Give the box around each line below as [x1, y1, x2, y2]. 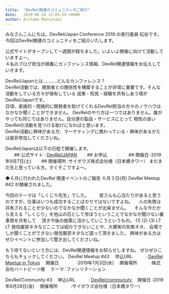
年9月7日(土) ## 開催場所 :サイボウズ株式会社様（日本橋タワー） [5, 158, 148, 164]
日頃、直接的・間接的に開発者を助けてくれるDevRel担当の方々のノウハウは [5, 103, 161, 109]
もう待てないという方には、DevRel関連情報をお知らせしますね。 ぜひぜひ [5, 247, 158, 253]
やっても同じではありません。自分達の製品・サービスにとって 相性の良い [5, 116, 156, 122]
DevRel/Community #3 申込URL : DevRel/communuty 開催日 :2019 [5, 277, 164, 283]
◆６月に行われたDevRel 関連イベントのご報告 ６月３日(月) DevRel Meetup [5, 175, 160, 181]
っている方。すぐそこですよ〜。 [22, 165, 89, 171]
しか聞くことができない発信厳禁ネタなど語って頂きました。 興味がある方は [5, 230, 161, 236]
